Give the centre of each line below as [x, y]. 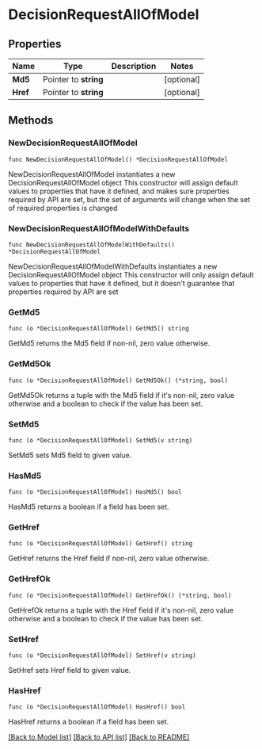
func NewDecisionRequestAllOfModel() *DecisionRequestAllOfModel [118, 159]
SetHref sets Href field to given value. [70, 671]
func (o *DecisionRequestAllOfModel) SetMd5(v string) [101, 440]
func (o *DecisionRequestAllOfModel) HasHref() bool [97, 707]
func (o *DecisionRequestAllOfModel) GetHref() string [101, 544]
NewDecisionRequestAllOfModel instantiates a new [92, 174]
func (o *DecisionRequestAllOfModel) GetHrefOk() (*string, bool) [120, 595]
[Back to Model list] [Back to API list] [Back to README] [99, 737]
